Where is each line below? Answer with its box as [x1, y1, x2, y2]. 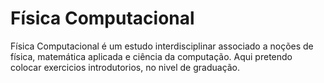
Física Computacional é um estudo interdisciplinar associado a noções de [10, 40, 314, 52]
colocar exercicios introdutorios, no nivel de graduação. [10, 61, 241, 73]
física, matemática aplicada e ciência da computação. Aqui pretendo [10, 50, 293, 62]
